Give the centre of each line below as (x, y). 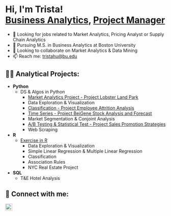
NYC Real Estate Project (53, 167)
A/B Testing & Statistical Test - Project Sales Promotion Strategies (97, 124)
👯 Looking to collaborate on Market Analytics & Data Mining (75, 50)
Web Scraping (43, 129)
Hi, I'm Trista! (34, 9)
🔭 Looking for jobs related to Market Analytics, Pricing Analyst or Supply (88, 34)
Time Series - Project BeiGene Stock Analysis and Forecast (90, 113)
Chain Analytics (29, 40)
